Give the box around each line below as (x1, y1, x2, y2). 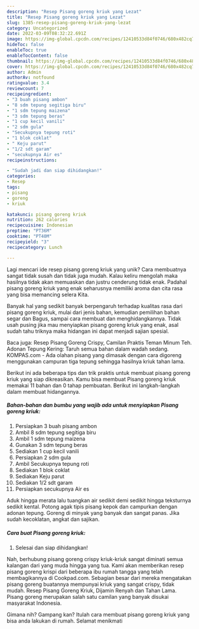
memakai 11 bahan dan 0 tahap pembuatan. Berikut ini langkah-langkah (6, 382, 180, 389)
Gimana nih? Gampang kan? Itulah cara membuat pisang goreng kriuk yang (6, 611, 190, 618)
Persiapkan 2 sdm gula (15, 454, 71, 461)
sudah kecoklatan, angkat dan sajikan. (6, 515, 100, 523)
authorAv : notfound (6, 74, 55, 80)
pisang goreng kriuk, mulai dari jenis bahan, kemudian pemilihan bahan (6, 309, 180, 316)
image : (6, 36, 23, 42)
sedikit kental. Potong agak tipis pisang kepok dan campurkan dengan (6, 503, 178, 510)
